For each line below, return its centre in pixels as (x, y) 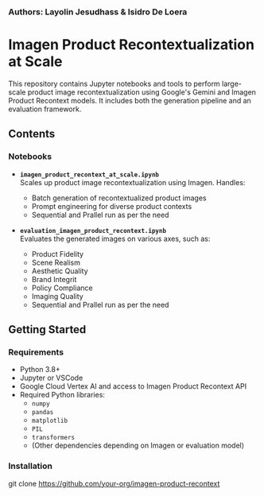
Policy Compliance (62, 288)
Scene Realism (56, 262)
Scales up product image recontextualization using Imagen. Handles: (132, 182)
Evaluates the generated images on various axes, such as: (115, 238)
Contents (32, 134)
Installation (31, 466)
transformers (53, 438)
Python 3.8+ (40, 370)
